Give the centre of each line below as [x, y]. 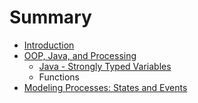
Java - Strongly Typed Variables [105, 66]
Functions [59, 77]
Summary [50, 17]
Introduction [49, 45]
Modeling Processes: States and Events [105, 87]
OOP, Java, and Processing [80, 55]
